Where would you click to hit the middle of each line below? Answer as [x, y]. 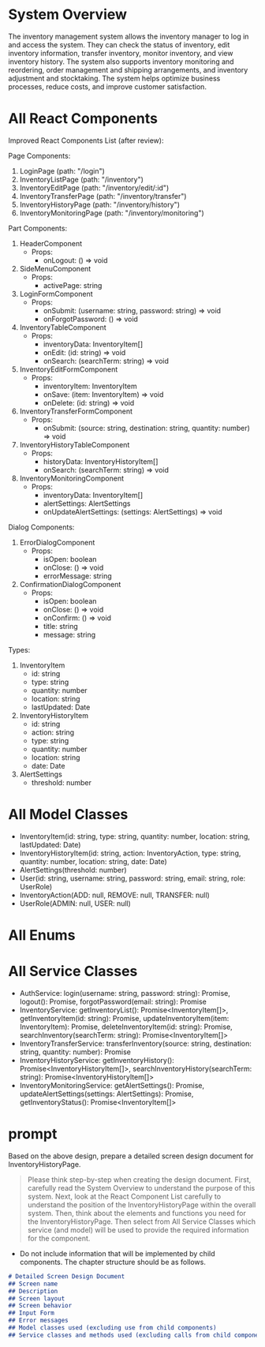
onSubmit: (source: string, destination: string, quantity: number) [147, 428]
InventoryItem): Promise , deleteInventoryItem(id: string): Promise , [126, 1027]
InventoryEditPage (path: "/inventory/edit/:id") [94, 188]
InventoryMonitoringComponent [72, 478]
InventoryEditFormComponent [69, 369]
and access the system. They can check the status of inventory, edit [119, 44]
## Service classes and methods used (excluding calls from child [119, 1335]
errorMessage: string [77, 576]
